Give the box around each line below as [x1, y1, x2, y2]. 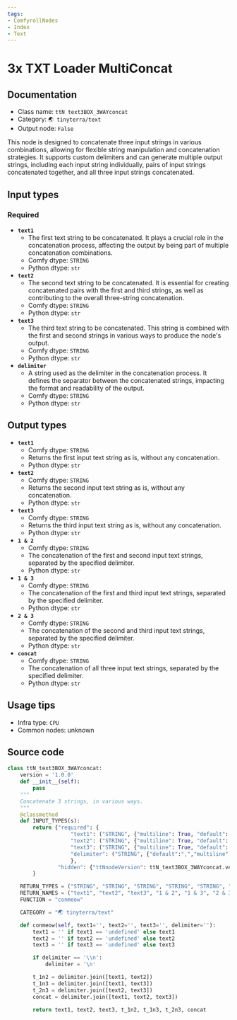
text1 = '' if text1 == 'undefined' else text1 [32, 928, 175, 935]
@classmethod [20, 811, 59, 818]
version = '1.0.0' [20, 772, 74, 779]
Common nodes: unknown [17, 726, 95, 734]
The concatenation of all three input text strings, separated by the [28, 663, 219, 672]
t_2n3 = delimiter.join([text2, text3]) [32, 987, 153, 994]
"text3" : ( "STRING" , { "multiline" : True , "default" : [70, 844, 229, 851]
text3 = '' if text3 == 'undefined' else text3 [32, 941, 175, 949]
